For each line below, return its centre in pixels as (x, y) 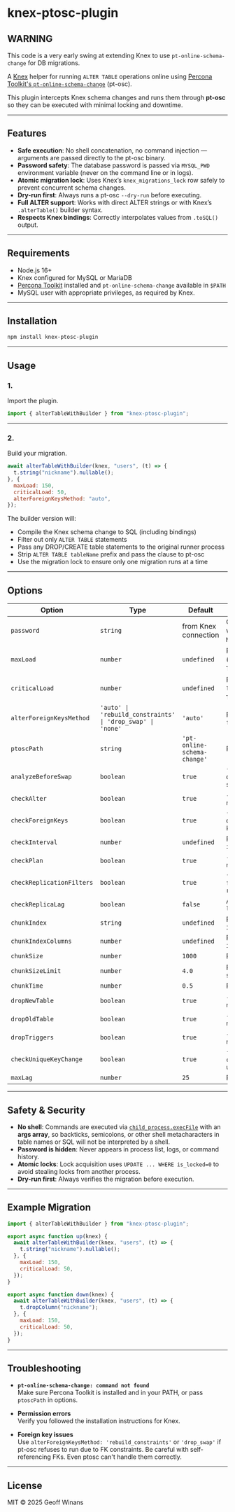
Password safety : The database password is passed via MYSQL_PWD (113, 165)
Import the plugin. (33, 401)
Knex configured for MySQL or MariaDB (75, 277)
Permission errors (44, 1414)
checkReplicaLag (38, 905)
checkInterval (34, 842)
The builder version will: (42, 519)
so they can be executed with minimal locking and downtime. (95, 105)
